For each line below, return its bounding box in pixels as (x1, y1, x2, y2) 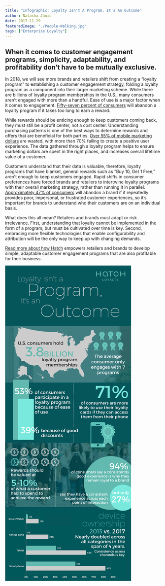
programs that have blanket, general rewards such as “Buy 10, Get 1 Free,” (5, 168, 156, 174)
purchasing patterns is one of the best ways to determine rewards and (5, 127, 148, 133)
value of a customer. (5, 153, 47, 160)
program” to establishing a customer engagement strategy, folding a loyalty (5, 81, 159, 87)
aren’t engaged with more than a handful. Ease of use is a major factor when (5, 97, 161, 103)
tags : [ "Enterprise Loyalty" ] (5, 29, 67, 34)
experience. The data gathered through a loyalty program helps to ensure (5, 143, 154, 149)
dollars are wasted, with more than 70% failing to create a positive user (5, 138, 150, 144)
